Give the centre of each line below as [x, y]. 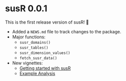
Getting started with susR [45, 68]
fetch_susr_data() [38, 58]
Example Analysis [37, 73]
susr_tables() [34, 48]
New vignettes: [27, 63]
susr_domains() [35, 42]
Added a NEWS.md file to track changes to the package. [67, 31]
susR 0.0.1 [26, 9]
